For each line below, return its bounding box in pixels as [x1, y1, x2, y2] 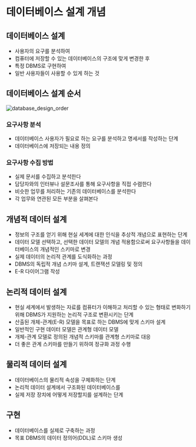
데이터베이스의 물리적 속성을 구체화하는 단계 [14, 376, 116, 383]
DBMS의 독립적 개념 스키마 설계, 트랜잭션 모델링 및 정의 [14, 260, 143, 267]
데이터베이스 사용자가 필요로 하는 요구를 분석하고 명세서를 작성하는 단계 [14, 135, 178, 142]
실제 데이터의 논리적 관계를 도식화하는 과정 [14, 253, 113, 260]
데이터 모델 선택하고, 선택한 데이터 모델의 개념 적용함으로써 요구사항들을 [14, 239, 180, 246]
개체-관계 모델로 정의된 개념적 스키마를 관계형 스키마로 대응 [14, 333, 151, 340]
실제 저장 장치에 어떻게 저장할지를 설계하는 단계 [14, 391, 124, 398]
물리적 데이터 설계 [6, 360, 67, 370]
